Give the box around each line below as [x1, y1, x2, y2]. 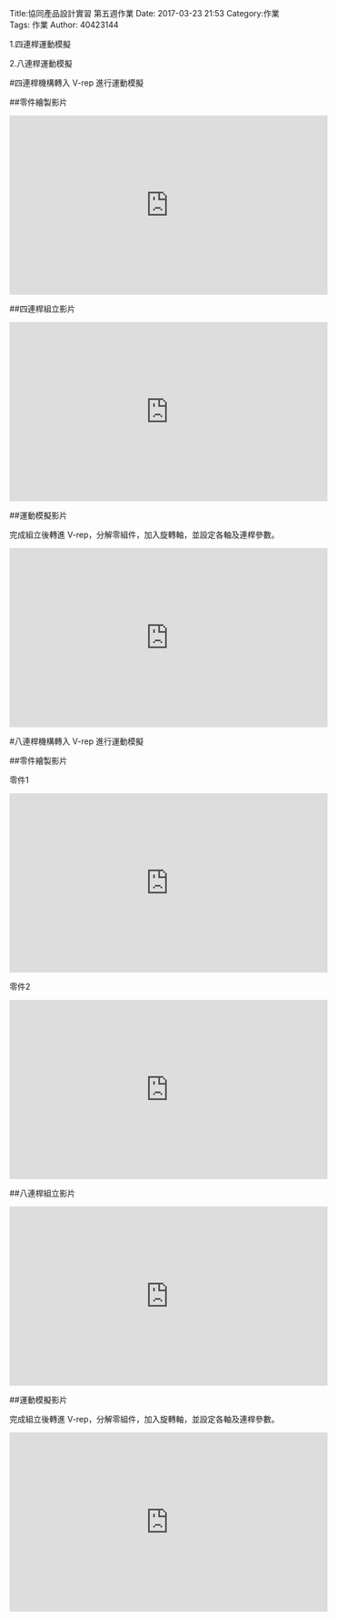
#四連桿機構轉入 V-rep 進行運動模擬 [9, 77, 144, 88]
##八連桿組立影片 [9, 1187, 75, 1198]
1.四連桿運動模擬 [9, 39, 71, 49]
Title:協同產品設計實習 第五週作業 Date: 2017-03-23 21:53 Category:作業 [9, 8, 280, 18]
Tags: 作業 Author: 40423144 [9, 19, 120, 30]
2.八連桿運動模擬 [9, 58, 73, 68]
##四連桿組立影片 [9, 303, 75, 314]
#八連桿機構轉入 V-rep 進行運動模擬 [9, 736, 144, 747]
